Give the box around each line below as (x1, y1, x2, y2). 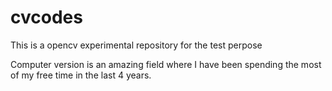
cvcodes (10, 6, 83, 29)
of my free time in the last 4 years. (10, 69, 152, 81)
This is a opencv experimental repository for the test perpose (10, 39, 263, 51)
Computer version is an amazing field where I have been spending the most (10, 58, 322, 70)
